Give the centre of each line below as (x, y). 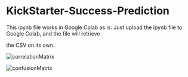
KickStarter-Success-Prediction (88, 11)
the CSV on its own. (30, 45)
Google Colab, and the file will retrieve (53, 33)
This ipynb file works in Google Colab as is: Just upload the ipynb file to (94, 27)
